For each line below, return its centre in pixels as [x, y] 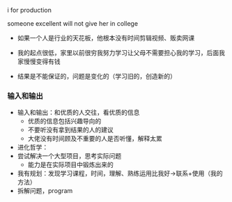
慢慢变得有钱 [42, 61]
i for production [30, 10]
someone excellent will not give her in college [72, 23]
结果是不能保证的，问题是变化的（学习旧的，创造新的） [96, 76]
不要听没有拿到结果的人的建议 [70, 130]
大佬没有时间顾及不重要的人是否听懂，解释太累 [95, 139]
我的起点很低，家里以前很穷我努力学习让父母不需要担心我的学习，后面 [118, 53]
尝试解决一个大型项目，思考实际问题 [69, 156]
